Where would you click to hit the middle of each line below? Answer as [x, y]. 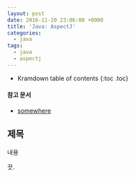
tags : [15, 46]
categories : [24, 33]
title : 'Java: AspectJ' [42, 26]
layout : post [26, 13]
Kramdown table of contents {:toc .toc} [73, 78]
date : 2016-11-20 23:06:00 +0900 [55, 20]
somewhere [34, 111]
